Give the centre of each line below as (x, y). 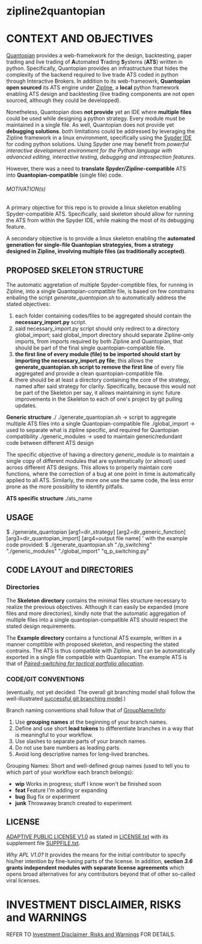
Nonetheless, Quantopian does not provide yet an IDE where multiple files (99, 112)
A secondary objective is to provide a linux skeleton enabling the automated (101, 238)
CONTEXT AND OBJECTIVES (80, 39)
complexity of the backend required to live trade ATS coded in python (92, 75)
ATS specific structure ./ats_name (49, 499)
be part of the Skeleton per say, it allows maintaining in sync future (98, 393)
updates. (26, 406)
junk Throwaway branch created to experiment (73, 803)
